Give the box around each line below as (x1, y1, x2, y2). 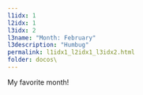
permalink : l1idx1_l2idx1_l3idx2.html (7, 48, 135, 56)
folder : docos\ (7, 56, 58, 64)
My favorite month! (7, 77, 70, 87)
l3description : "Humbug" (7, 41, 89, 49)
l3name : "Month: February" (7, 33, 96, 42)
